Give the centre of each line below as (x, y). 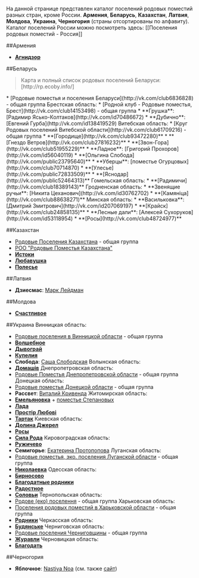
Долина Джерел (36, 425)
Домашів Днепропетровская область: (64, 368)
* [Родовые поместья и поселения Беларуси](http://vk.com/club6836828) (100, 98)
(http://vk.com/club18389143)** (45, 187)
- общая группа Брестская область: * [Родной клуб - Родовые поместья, (99, 104)
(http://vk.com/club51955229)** (46, 149)
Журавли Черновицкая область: (57, 539)
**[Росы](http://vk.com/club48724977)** (130, 218)
